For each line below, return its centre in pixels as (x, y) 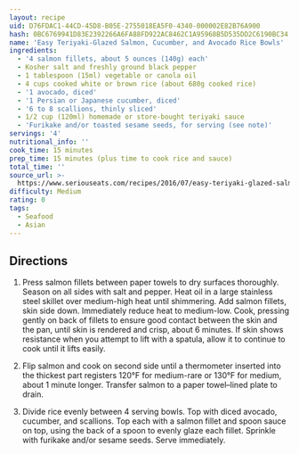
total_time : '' (37, 167)
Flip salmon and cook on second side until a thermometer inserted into (152, 366)
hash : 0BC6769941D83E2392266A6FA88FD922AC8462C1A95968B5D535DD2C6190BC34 (149, 34)
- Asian (32, 225)
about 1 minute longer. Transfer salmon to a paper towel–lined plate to (150, 385)
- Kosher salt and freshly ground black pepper (107, 68)
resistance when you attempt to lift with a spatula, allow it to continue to (154, 339)
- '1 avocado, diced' (57, 92)
